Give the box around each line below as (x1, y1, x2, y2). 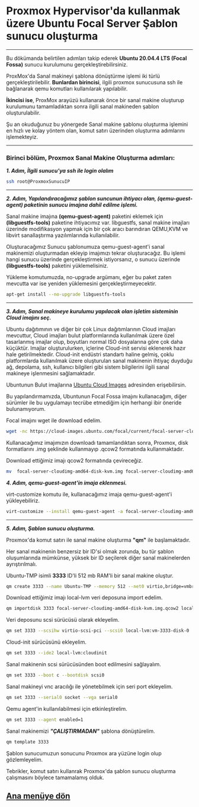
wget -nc (6, 428, 28, 434)
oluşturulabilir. (6, 109, 41, 116)
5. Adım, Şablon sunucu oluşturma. (6, 524, 95, 532)
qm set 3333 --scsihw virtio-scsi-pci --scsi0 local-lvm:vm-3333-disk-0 (6, 628, 190, 634)
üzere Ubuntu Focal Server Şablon (6, 17, 178, 30)
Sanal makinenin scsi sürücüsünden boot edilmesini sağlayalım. (6, 661, 162, 668)
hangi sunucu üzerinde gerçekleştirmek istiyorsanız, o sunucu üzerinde (6, 256, 181, 263)
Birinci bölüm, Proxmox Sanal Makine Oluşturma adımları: (6, 153, 175, 162)
